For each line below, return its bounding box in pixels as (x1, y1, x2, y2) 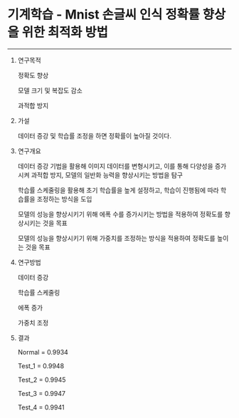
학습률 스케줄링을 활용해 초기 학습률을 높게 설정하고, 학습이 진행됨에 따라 (17, 186, 219, 194)
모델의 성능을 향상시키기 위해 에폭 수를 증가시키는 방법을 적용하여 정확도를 (17, 209, 223, 218)
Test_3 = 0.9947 (17, 389, 66, 397)
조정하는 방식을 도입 (36, 194, 92, 203)
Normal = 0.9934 (17, 348, 69, 356)
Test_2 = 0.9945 (17, 375, 66, 384)
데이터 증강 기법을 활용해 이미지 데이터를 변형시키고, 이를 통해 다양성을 (17, 162, 213, 170)
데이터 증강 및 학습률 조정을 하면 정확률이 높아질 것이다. (17, 131, 172, 140)
